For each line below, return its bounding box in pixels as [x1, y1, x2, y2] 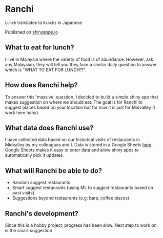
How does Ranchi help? [5, 81, 78, 89]
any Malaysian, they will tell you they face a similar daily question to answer [5, 61, 157, 67]
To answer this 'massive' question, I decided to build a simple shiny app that [5, 94, 159, 100]
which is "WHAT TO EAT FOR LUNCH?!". [5, 67, 86, 72]
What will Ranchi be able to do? [5, 167, 102, 175]
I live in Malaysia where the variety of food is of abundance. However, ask [5, 56, 154, 62]
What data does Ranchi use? [5, 123, 94, 132]
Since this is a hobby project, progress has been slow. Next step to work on [5, 222, 157, 228]
